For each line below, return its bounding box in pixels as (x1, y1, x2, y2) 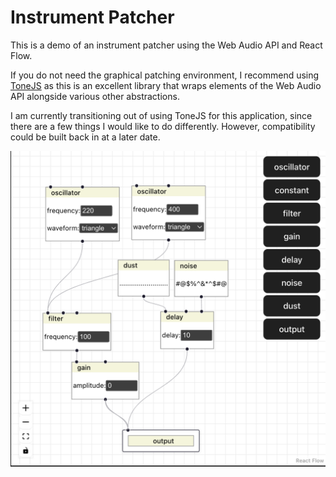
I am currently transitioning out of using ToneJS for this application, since (10, 109, 313, 121)
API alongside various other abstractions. (10, 90, 180, 102)
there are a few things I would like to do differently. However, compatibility (10, 120, 316, 132)
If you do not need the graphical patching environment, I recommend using (10, 69, 320, 81)
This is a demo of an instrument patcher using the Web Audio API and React (10, 39, 323, 51)
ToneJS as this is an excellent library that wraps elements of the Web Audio (10, 79, 322, 91)
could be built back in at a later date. (10, 131, 161, 143)
